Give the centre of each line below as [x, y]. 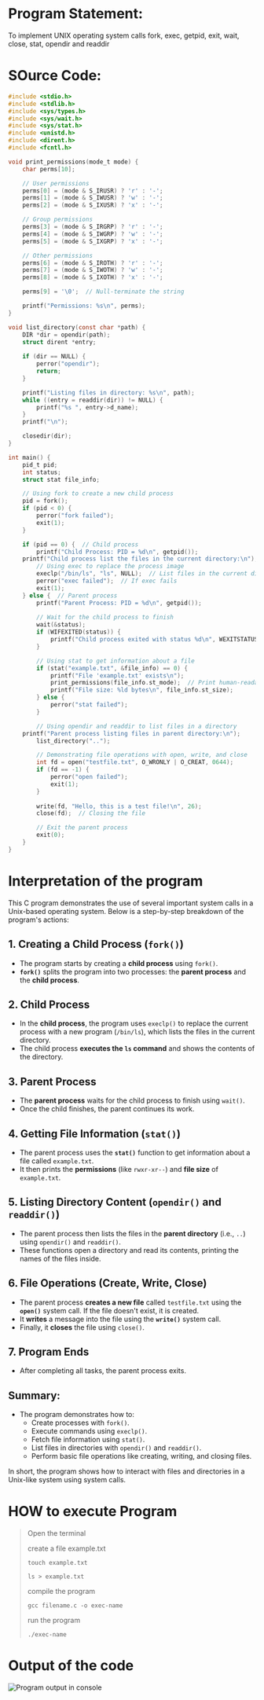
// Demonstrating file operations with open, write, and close [142, 755]
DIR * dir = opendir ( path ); [66, 335]
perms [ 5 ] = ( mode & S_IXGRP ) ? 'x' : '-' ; [93, 241]
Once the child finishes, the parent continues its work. [107, 1109]
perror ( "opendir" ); [68, 364]
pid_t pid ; [40, 464]
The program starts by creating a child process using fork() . [119, 963]
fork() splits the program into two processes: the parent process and [132, 971]
